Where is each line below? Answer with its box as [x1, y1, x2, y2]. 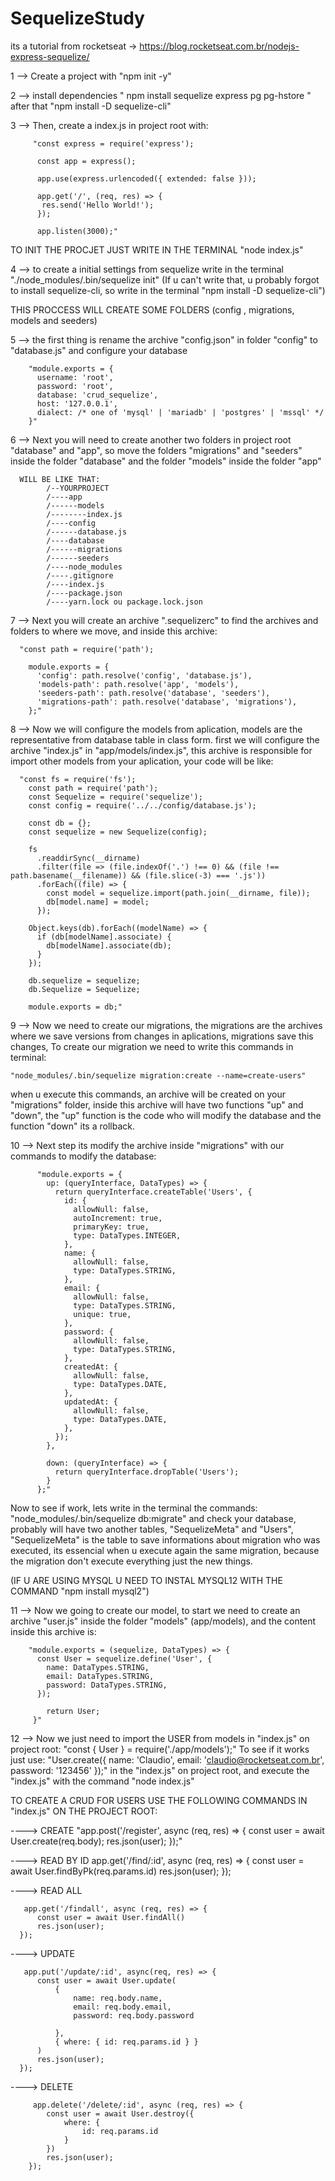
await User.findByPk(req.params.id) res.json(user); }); [10, 1865, 232, 1877]
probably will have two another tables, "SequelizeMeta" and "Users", [10, 1523, 294, 1535]
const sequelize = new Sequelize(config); [28, 827, 208, 837]
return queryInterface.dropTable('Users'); [54, 1467, 240, 1477]
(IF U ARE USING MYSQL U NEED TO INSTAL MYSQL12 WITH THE [10, 1574, 283, 1586]
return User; [46, 1706, 101, 1716]
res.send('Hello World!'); [41, 200, 155, 210]
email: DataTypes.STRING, [46, 1671, 155, 1681]
